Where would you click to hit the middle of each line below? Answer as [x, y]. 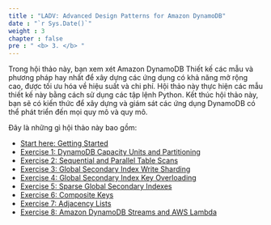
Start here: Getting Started [64, 143]
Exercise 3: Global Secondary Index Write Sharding [105, 169]
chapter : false [36, 38]
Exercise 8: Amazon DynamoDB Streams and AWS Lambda [118, 212]
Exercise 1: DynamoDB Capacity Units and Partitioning [110, 152]
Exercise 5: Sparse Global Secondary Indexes [96, 186]
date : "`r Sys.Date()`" [50, 23]
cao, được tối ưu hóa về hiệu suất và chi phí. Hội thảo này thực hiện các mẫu [136, 87]
